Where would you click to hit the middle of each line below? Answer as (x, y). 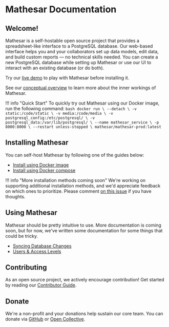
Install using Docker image (41, 165)
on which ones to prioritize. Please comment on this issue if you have (79, 191)
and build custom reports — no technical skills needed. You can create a (82, 57)
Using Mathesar (31, 213)
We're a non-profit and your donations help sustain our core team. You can (84, 314)
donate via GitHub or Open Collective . (45, 319)
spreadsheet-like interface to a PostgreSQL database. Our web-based (79, 46)
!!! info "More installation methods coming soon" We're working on (76, 180)
